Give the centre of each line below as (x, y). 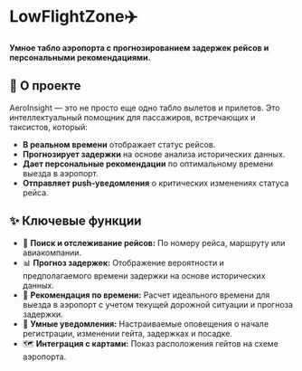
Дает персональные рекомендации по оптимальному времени (148, 164)
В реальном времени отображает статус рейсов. (119, 144)
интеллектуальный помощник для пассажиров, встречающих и (132, 117)
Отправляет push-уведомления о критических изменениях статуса (156, 183)
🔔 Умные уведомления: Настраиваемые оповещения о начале (146, 323)
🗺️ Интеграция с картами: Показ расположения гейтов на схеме (150, 343)
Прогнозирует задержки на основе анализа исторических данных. (154, 154)
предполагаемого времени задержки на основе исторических (144, 275)
